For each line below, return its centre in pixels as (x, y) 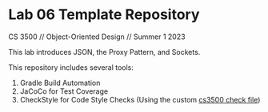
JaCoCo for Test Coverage (64, 91)
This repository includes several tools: (71, 67)
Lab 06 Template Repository (104, 15)
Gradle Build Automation (60, 83)
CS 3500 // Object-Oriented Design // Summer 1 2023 (97, 37)
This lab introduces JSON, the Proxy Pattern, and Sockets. (104, 52)
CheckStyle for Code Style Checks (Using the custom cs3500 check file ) (140, 99)
